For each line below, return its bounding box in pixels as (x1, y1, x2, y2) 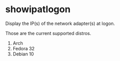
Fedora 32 (12, 45, 35, 51)
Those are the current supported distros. (5, 30, 91, 36)
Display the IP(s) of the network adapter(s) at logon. (5, 20, 115, 26)
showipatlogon (5, 4, 71, 15)
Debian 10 (12, 51, 34, 57)
